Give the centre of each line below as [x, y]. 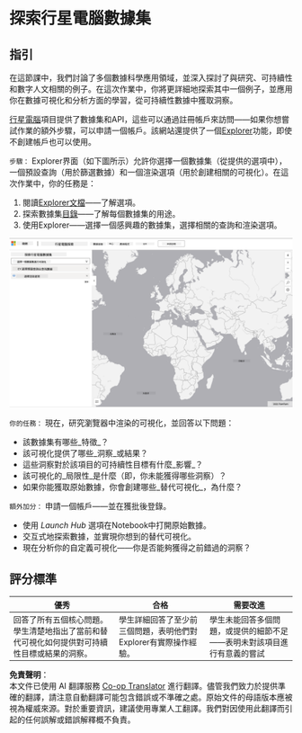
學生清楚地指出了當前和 [57, 630]
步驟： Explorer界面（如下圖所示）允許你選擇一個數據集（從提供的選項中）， [148, 161]
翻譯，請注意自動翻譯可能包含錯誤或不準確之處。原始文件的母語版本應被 [159, 697]
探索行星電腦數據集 [80, 18]
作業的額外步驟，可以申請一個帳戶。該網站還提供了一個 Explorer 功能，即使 [154, 130]
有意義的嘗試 [241, 653]
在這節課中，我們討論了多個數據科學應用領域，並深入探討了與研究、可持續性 [151, 78]
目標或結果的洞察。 [57, 653]
